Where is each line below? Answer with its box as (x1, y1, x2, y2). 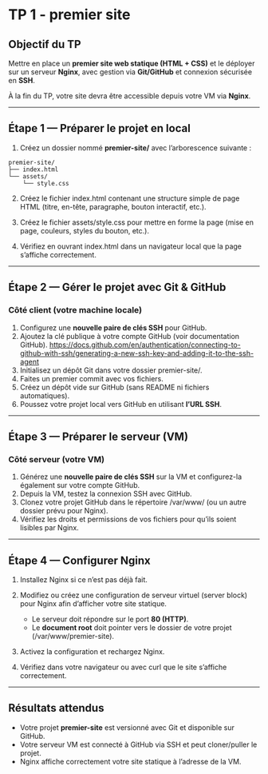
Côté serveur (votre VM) (8, 453, 105, 465)
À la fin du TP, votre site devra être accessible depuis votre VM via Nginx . (8, 91, 251, 101)
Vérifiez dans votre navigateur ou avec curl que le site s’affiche (19, 662, 227, 672)
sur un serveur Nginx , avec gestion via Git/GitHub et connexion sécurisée (8, 67, 253, 77)
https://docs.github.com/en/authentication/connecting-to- (49, 340, 241, 349)
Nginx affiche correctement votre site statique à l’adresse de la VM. (19, 756, 242, 766)
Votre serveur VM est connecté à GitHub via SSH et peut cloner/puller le (19, 740, 258, 749)
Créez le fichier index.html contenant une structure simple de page (19, 193, 240, 203)
